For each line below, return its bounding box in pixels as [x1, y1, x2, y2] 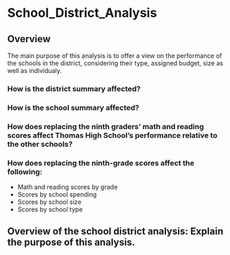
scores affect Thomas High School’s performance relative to [7, 130, 218, 140]
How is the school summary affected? [7, 103, 139, 112]
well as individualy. [7, 67, 62, 74]
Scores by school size [17, 198, 82, 207]
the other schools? [7, 139, 73, 149]
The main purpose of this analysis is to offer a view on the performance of [7, 51, 222, 60]
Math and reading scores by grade [17, 183, 118, 191]
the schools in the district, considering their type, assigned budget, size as [7, 59, 224, 67]
